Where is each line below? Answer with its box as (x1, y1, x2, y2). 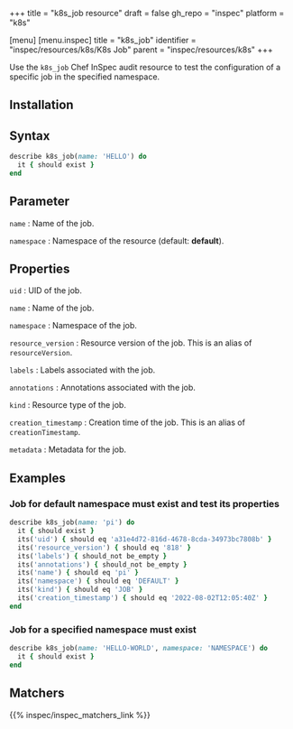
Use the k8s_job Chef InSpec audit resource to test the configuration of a (9, 62, 281, 72)
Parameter (9, 194, 70, 209)
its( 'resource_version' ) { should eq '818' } (17, 543, 192, 552)
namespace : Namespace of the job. (9, 320, 138, 331)
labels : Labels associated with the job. (9, 364, 156, 375)
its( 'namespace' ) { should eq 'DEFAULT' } (17, 577, 179, 586)
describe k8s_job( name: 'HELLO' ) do (9, 152, 147, 161)
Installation (9, 97, 74, 113)
